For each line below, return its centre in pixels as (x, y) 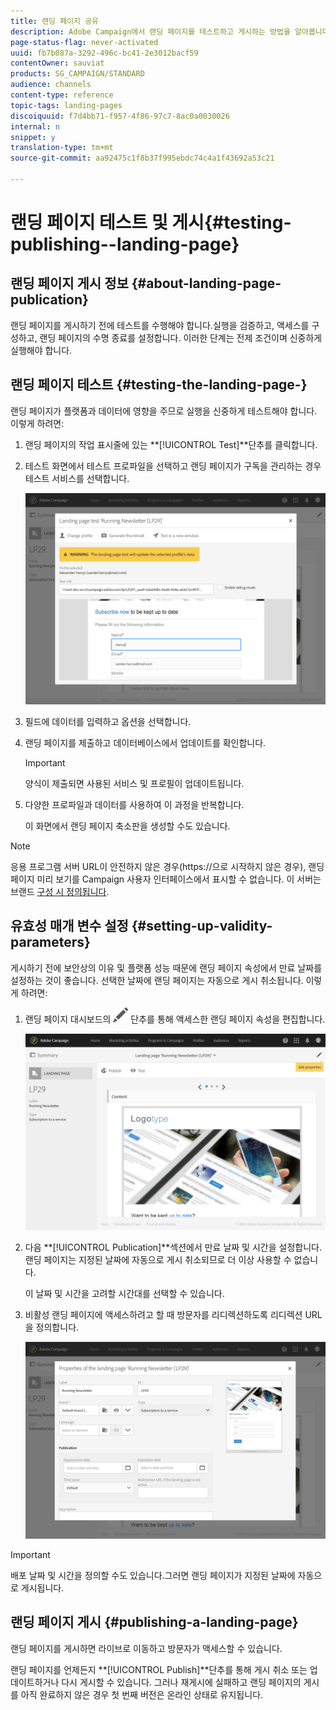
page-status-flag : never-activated (84, 42)
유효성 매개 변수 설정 (69, 926)
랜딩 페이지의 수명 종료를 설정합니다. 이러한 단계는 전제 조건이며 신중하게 (181, 337)
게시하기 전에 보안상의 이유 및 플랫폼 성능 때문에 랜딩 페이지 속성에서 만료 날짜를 (166, 967)
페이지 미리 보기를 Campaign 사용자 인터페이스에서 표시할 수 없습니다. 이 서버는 (166, 879)
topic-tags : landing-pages (66, 105)
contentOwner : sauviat (57, 63)
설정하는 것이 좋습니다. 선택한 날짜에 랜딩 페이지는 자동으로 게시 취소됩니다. (157, 980)
